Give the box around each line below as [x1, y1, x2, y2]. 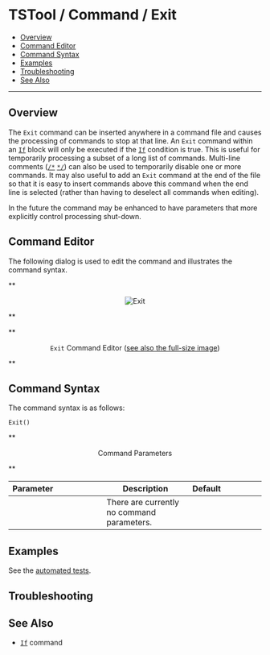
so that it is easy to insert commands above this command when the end [8, 179, 249, 189]
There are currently [106, 497, 179, 508]
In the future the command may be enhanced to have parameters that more [8, 203, 258, 213]
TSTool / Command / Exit [8, 6, 177, 24]
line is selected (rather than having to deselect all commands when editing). [8, 187, 260, 197]
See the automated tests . [8, 566, 92, 575]
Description [122, 483, 169, 495]
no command [106, 507, 157, 518]
